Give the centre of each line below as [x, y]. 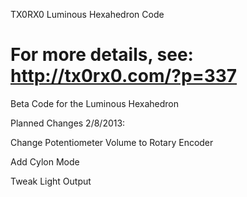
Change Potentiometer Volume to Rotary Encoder [112, 142]
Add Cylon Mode [45, 161]
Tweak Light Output [51, 181]
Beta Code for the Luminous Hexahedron [94, 103]
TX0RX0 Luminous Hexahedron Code [87, 14]
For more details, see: [102, 55]
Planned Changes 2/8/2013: [68, 123]
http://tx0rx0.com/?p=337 [124, 76]
